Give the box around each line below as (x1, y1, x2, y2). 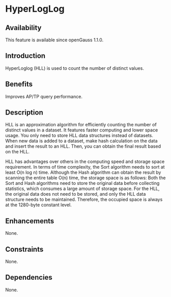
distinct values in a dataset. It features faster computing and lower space (5, 127, 158, 133)
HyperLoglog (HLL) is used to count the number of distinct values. (5, 65, 144, 71)
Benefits (5, 80, 33, 89)
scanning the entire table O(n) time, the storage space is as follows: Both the (5, 175, 166, 181)
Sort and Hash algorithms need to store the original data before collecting (5, 180, 160, 186)
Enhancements (5, 217, 54, 225)
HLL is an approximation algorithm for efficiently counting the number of (5, 122, 157, 128)
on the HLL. (5, 149, 30, 155)
